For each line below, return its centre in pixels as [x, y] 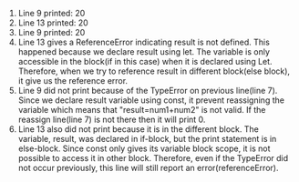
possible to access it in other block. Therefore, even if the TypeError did [153, 158]
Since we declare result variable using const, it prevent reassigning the [151, 100]
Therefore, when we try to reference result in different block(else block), [154, 71]
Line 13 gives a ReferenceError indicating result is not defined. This [144, 42]
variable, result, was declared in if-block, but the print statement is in [147, 139]
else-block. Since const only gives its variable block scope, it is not [144, 148]
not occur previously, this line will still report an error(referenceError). [148, 168]
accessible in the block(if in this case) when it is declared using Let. [145, 61]
